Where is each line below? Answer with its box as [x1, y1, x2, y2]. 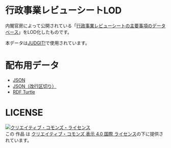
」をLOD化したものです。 [18, 29, 72, 35]
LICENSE [5, 107, 43, 118]
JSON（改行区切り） [12, 83, 57, 89]
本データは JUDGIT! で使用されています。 [5, 39, 90, 46]
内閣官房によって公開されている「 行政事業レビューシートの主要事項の [5, 23, 153, 29]
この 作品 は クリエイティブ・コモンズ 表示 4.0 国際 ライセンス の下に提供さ [5, 131, 163, 137]
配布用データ [5, 60, 60, 72]
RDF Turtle [12, 89, 36, 95]
